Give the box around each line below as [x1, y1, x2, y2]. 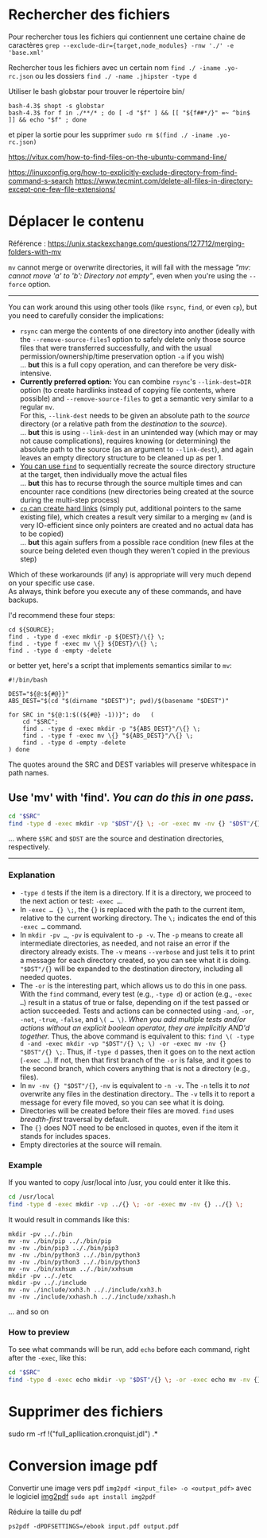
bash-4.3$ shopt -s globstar [8, 102, 105, 110]
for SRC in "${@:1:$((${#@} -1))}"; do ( [8, 710, 155, 719]
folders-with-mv [8, 247, 62, 256]
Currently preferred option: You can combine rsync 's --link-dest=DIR [19, 376, 252, 386]
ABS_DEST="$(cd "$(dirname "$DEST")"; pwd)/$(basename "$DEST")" [8, 697, 229, 705]
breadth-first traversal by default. [19, 1114, 130, 1124]
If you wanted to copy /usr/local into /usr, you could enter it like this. [8, 1178, 231, 1187]
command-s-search [8, 176, 74, 185]
